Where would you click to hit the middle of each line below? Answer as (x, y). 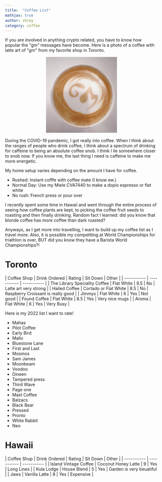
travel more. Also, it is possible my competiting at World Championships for (80, 235)
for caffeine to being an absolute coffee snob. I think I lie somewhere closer (81, 151)
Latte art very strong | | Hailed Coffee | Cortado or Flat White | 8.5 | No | (77, 289)
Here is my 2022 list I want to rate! (39, 313)
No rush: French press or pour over (47, 195)
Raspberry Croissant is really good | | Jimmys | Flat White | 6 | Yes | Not (77, 294)
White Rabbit (25, 421)
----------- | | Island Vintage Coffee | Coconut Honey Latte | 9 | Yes (90, 464)
